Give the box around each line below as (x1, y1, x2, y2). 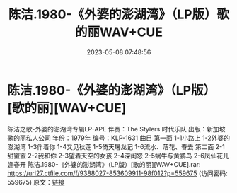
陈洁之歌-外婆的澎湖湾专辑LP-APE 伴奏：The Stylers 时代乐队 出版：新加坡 (7, 124, 226, 133)
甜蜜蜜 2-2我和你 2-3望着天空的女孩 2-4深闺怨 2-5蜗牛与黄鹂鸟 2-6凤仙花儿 (7, 151, 230, 160)
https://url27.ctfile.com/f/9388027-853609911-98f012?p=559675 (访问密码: (7, 169, 228, 177)
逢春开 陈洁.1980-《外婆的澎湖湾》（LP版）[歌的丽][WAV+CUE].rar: (7, 160, 201, 168)
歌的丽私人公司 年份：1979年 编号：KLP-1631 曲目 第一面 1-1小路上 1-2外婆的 (7, 134, 231, 142)
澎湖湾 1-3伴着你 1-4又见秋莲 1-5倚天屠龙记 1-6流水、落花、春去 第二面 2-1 (7, 142, 225, 151)
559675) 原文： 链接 (7, 177, 65, 186)
